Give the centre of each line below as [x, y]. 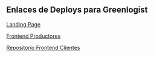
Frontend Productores [34, 36]
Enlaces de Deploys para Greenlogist [77, 10]
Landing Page [24, 24]
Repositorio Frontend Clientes [43, 47]
